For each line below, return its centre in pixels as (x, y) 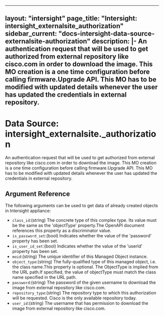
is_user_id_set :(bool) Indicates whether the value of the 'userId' (77, 246)
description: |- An (120, 41)
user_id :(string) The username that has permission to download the (80, 303)
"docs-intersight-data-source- (106, 34)
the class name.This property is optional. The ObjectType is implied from (85, 267)
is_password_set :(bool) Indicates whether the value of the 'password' (82, 236)
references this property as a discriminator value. (61, 231)
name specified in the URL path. (44, 277)
